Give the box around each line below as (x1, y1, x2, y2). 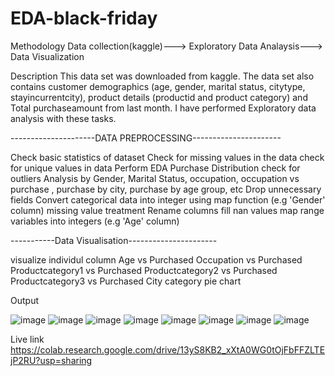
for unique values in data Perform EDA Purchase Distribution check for (10, 162, 301, 174)
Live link (10, 333, 45, 345)
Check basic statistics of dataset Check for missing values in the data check (10, 151, 325, 163)
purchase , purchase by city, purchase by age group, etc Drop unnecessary (10, 183, 322, 195)
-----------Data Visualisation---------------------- (10, 234, 218, 246)
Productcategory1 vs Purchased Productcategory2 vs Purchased (10, 264, 278, 276)
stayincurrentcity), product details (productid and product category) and (10, 91, 308, 103)
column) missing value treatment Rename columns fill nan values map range (10, 204, 325, 216)
